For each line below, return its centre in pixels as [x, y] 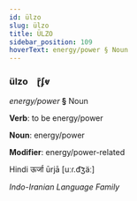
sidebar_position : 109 [51, 42]
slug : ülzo [29, 26]
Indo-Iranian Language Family [65, 187]
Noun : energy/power [47, 135]
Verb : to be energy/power [56, 118]
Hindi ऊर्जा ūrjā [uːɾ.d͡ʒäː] [52, 169]
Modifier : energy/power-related [67, 153]
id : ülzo [25, 17]
